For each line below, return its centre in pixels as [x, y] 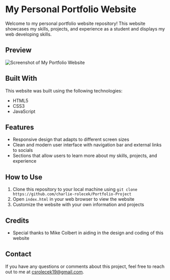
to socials [23, 150]
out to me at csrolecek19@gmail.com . [45, 272]
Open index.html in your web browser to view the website [74, 199]
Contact [18, 254]
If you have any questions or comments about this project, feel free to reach [85, 266]
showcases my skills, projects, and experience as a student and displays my [85, 28]
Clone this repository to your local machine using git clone [75, 190]
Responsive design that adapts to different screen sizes [71, 139]
